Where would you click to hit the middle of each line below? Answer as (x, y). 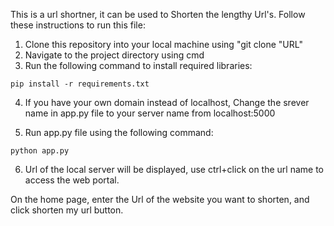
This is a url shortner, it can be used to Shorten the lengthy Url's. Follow (158, 14)
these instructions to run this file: (78, 25)
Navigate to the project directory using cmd (114, 55)
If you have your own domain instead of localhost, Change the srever (167, 102)
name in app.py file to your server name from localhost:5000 (150, 113)
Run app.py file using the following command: (119, 132)
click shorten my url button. (67, 210)
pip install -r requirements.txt (80, 84)
